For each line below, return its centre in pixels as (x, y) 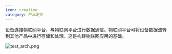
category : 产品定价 (25, 15)
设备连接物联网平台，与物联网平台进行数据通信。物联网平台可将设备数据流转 (86, 30)
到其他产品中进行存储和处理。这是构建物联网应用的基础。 (66, 36)
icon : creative (21, 10)
